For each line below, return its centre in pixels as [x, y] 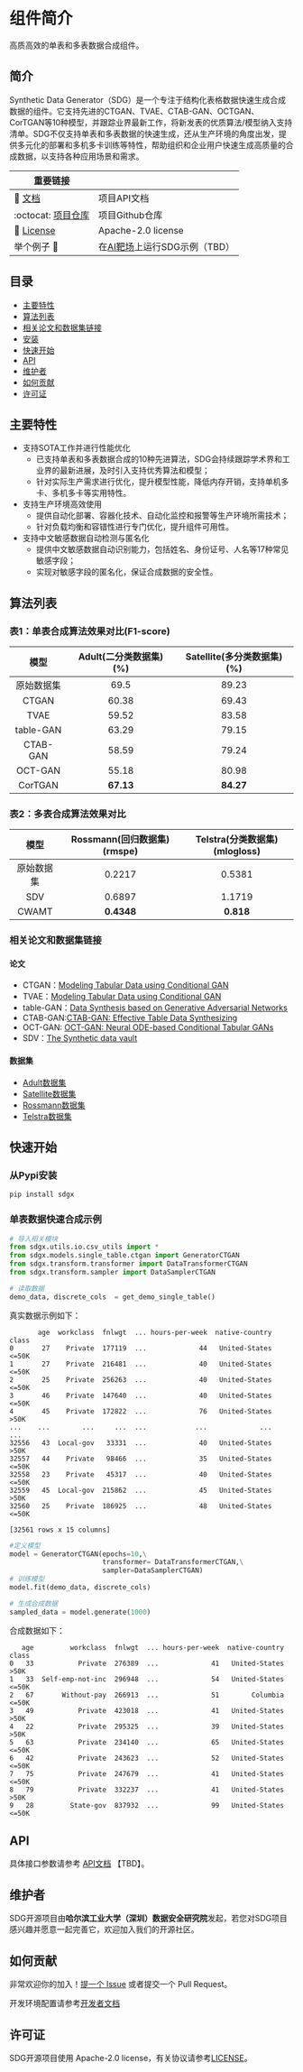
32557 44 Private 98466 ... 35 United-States [141, 1459]
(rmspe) [120, 852]
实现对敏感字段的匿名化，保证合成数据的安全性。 [127, 572]
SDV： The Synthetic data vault [80, 1038]
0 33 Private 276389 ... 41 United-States [147, 1663]
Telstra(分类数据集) [237, 840]
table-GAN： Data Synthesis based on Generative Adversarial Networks [155, 1008]
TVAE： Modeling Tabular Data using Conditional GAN [122, 997]
